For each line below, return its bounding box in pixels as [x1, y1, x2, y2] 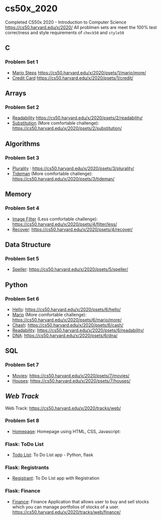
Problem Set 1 [5, 58, 38, 65]
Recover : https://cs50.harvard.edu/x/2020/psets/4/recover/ [12, 226, 133, 232]
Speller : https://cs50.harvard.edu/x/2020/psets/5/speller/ [12, 266, 128, 272]
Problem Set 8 [5, 417, 40, 424]
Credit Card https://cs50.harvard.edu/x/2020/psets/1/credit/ [12, 75, 134, 81]
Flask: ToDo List [5, 441, 44, 447]
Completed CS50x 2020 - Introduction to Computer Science [5, 19, 126, 25]
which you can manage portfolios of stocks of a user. [12, 504, 120, 510]
